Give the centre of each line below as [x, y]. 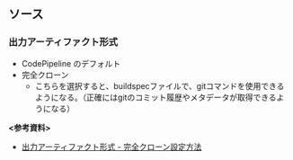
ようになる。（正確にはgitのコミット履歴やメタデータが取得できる [155, 97]
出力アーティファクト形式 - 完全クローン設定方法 [111, 147]
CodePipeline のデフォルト [71, 63]
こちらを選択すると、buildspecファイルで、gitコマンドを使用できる [160, 85]
